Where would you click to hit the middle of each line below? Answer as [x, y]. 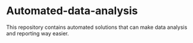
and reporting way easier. [38, 33]
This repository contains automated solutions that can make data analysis [97, 27]
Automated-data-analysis [72, 11]
